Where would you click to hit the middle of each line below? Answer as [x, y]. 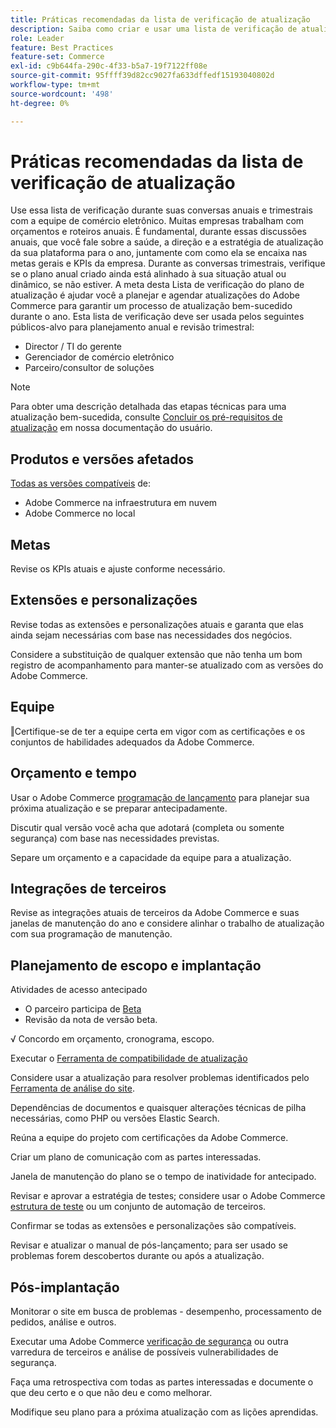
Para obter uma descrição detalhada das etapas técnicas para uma [148, 407]
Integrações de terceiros [88, 888]
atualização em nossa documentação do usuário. [111, 428]
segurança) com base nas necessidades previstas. [115, 838]
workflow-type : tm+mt [55, 85]
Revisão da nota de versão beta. [91, 1020]
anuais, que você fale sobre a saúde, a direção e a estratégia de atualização [167, 242]
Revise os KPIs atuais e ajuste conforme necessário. [118, 569]
